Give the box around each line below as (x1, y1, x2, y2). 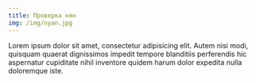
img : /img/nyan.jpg (8, 19, 73, 27)
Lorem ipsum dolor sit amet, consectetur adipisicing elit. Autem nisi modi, (8, 40, 249, 50)
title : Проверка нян (8, 11, 77, 20)
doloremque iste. (8, 66, 64, 75)
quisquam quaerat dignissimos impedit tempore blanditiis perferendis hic (8, 49, 247, 58)
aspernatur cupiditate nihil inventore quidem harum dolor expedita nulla (8, 57, 242, 67)
